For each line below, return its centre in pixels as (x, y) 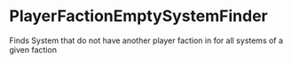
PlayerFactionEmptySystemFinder (138, 16)
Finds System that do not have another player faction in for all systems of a (146, 40)
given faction (33, 49)
